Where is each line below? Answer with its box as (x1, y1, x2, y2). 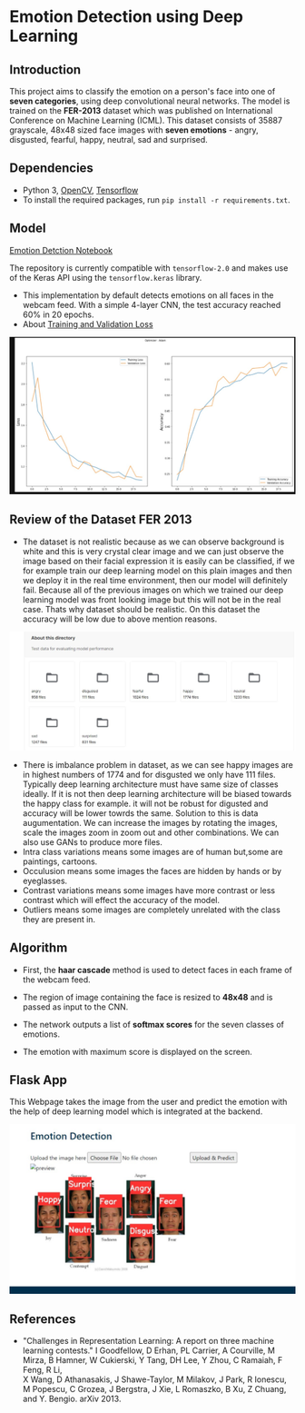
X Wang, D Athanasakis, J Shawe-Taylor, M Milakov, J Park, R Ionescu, (22, 1374, 288, 1385)
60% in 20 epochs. (22, 309, 94, 320)
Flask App (9, 1072, 68, 1088)
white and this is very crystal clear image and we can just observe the (22, 545, 284, 556)
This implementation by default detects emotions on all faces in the (22, 289, 274, 301)
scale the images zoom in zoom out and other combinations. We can (22, 827, 280, 838)
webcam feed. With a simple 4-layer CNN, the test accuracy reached (22, 299, 281, 310)
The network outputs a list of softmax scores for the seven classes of (22, 1019, 284, 1030)
